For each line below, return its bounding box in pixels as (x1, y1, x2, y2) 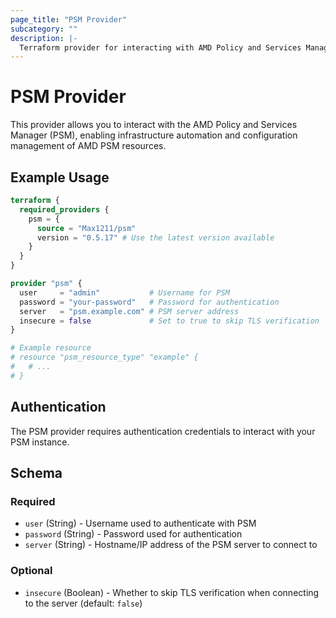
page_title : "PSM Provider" (10, 14, 128, 25)
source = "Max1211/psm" (36, 223, 137, 233)
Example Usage (10, 169, 110, 186)
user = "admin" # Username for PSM (19, 287, 230, 298)
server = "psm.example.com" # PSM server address (19, 306, 240, 316)
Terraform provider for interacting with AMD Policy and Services (19, 42, 302, 53)
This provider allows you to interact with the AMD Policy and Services (10, 119, 298, 131)
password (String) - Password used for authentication (24, 528, 243, 540)
